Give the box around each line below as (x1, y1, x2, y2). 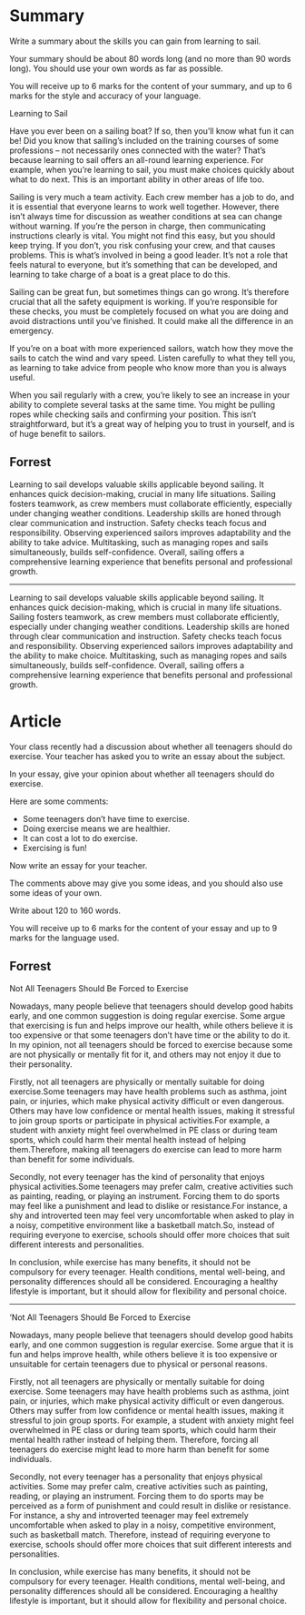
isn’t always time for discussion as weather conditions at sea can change (9, 210, 283, 221)
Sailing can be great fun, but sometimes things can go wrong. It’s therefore (9, 286, 290, 297)
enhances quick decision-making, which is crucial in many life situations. (9, 602, 282, 613)
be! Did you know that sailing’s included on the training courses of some (9, 135, 280, 146)
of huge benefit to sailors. (9, 428, 106, 439)
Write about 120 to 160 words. (9, 905, 121, 916)
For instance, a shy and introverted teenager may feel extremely (9, 1509, 250, 1520)
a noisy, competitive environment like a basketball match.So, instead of (9, 1219, 275, 1230)
